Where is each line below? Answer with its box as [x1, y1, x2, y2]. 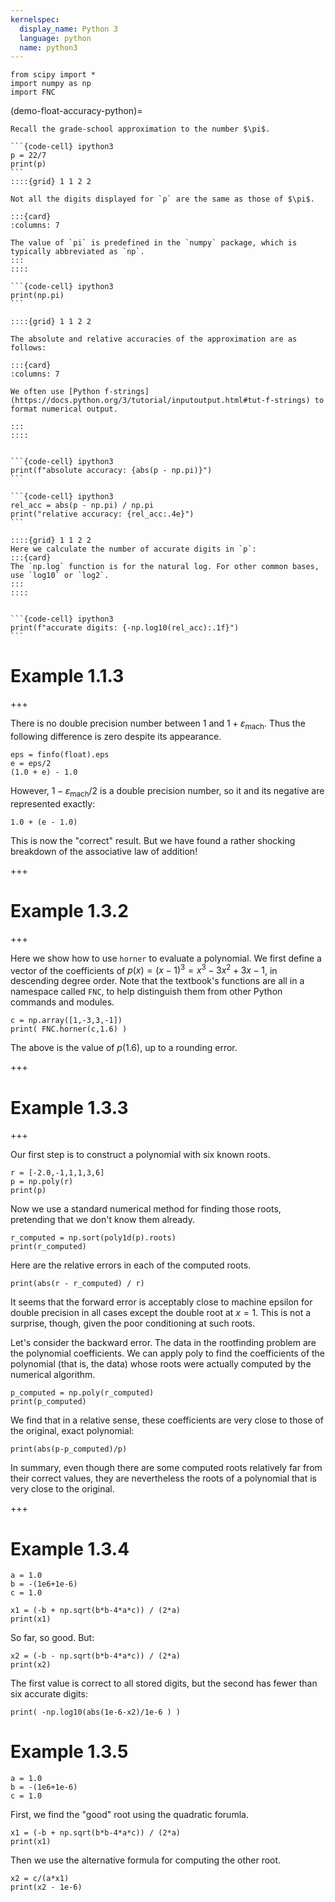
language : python [19, 33, 92, 43]
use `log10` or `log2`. [10, 571, 110, 581]
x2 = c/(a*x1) [10, 1874, 70, 1884]
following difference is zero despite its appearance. [10, 730, 222, 742]
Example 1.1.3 [10, 665, 125, 688]
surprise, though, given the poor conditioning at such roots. [10, 1317, 256, 1330]
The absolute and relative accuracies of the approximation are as [10, 334, 298, 345]
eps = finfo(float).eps [10, 749, 110, 760]
